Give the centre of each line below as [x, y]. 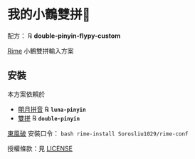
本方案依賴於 [26, 94]
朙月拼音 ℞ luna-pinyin [52, 109]
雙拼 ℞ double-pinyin [49, 118]
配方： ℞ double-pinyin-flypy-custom [64, 36]
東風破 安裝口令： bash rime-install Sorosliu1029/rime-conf [98, 133]
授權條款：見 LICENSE [40, 148]
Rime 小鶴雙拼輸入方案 [41, 51]
